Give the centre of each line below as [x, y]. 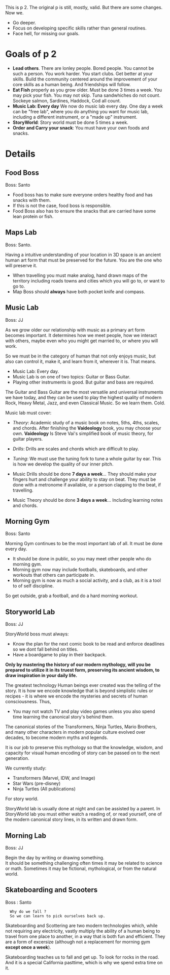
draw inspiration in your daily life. [41, 676]
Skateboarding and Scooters [52, 890]
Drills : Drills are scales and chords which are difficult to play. [76, 449]
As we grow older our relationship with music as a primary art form [75, 330]
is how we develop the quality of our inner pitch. [63, 464]
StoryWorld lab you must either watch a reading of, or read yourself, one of [84, 814]
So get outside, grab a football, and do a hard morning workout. [72, 596]
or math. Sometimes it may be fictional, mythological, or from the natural [81, 868]
